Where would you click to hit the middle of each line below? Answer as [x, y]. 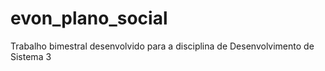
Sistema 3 [31, 56]
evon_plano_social [89, 18]
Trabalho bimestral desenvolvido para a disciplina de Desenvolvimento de [162, 46]
